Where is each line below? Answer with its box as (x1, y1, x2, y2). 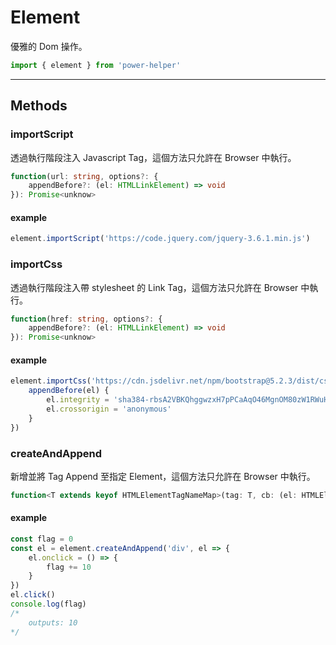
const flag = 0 (10, 534, 74, 544)
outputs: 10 (28, 617, 78, 628)
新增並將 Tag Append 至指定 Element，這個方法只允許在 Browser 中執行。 (10, 470, 316, 482)
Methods (10, 97, 68, 115)
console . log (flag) (10, 599, 87, 610)
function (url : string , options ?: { (10, 171, 159, 181)
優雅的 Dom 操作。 (10, 40, 88, 52)
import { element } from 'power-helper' (10, 60, 182, 70)
